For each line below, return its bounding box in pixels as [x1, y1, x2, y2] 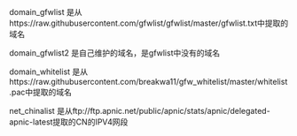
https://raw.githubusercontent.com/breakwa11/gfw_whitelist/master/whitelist [9, 77, 288, 87]
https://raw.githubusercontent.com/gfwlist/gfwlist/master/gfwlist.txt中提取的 [9, 18, 289, 28]
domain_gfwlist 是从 [9, 7, 82, 17]
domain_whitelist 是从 [9, 66, 89, 77]
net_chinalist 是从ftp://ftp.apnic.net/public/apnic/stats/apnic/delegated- [9, 106, 270, 116]
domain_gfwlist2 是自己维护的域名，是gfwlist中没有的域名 [9, 48, 220, 58]
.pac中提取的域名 [9, 87, 73, 97]
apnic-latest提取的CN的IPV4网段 [9, 117, 129, 127]
